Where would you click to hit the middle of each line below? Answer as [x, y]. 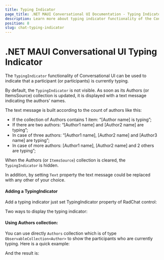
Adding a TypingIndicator [31, 191]
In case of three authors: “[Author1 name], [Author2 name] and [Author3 [85, 135]
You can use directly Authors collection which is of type [61, 233]
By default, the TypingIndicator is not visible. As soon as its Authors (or [77, 90]
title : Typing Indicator [30, 10]
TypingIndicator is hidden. [32, 165]
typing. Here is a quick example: [37, 244]
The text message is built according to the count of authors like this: [73, 110]
